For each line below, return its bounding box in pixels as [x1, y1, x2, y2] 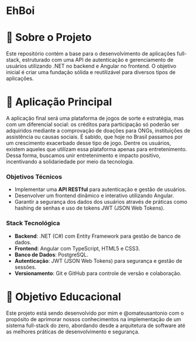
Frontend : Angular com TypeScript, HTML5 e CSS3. [14, 245, 140, 252]
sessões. [14, 263, 37, 270]
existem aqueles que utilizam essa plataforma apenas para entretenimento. [6, 146, 187, 153]
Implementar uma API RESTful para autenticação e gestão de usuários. [14, 186, 187, 193]
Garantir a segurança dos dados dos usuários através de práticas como [14, 199, 188, 206]
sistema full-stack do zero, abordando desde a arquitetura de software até [6, 322, 185, 329]
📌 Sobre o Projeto [6, 31, 92, 44]
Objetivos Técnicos [6, 172, 63, 180]
